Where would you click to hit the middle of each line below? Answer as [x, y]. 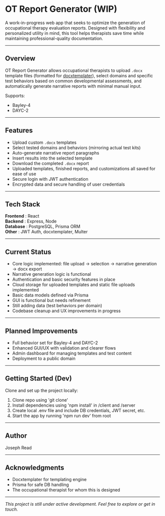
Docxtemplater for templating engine [49, 480]
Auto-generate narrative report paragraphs [56, 153]
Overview [20, 58]
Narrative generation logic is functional [52, 274]
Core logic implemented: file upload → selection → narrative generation [84, 264]
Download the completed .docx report [51, 163]
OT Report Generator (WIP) [61, 9]
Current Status [28, 252]
